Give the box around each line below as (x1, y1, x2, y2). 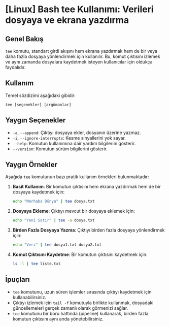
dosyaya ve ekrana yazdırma (5, 14, 129, 26)
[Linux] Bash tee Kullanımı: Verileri (5, 4, 154, 15)
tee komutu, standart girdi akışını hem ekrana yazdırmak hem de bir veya (5, 48, 158, 54)
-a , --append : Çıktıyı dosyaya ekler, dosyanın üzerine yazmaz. (12, 129, 141, 136)
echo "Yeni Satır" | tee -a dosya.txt (12, 218, 95, 223)
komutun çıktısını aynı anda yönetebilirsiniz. (12, 316, 104, 322)
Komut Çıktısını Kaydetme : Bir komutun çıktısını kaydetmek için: (12, 251, 148, 257)
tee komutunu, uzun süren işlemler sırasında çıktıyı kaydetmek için (12, 288, 152, 295)
